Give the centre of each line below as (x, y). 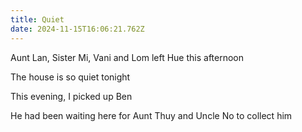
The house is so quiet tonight (70, 77)
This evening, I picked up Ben (71, 96)
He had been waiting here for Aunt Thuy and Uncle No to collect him (151, 115)
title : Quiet (37, 19)
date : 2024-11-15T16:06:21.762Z (77, 29)
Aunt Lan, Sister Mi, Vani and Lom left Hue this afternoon (127, 57)
